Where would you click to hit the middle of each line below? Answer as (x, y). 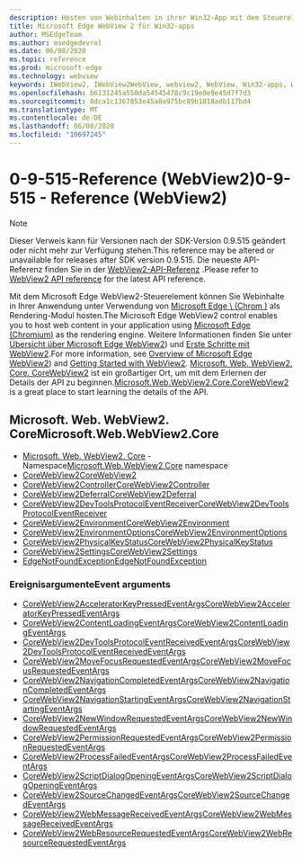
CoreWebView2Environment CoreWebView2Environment (126, 522)
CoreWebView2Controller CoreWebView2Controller (116, 484)
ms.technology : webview (54, 76)
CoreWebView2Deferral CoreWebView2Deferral (109, 494)
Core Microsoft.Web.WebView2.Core (114, 434)
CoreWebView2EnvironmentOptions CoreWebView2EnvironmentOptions (155, 532)
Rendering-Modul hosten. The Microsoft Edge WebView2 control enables (144, 315)
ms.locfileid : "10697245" (58, 135)
